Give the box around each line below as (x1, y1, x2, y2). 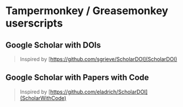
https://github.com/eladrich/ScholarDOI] (50, 88, 148, 95)
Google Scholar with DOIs (5, 40, 101, 50)
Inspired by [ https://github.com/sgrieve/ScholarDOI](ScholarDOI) (19, 56, 177, 62)
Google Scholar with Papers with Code (5, 72, 149, 83)
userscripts (5, 16, 63, 30)
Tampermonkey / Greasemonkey (5, 4, 168, 18)
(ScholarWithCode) (19, 94, 67, 101)
